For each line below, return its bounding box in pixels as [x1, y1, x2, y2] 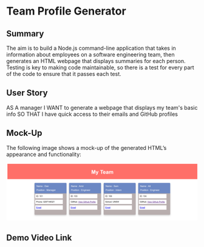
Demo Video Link [6, 232, 72, 243]
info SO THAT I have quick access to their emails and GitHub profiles [6, 110, 178, 118]
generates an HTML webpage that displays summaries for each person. [6, 58, 186, 64]
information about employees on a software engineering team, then [6, 51, 175, 58]
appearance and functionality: [6, 151, 82, 158]
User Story [6, 88, 48, 98]
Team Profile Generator [6, 4, 126, 18]
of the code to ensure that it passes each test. [6, 70, 121, 77]
